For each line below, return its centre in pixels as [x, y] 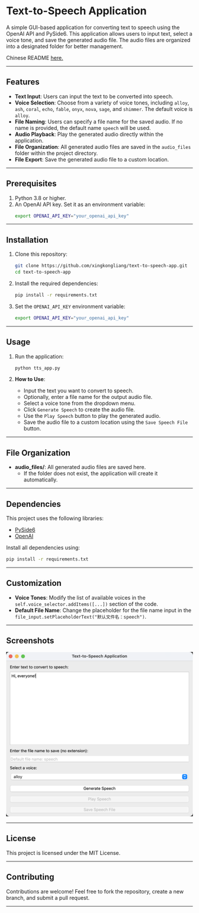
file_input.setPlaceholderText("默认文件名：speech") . [81, 616]
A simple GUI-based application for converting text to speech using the [93, 27]
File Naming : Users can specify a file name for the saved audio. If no [99, 121]
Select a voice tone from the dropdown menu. [80, 403]
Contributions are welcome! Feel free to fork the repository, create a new [95, 891]
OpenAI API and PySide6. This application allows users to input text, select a [99, 33]
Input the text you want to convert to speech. [78, 391]
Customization [34, 583]
